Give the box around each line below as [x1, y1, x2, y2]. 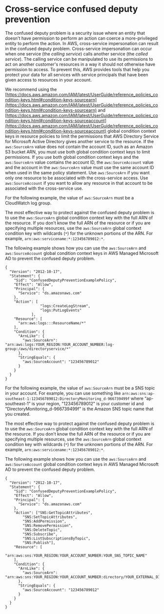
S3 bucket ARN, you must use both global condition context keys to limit [5, 148, 150, 155]
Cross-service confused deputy [5, 3, 138, 15]
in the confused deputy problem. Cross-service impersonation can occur [5, 46, 152, 51]
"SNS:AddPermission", [22, 518, 67, 524]
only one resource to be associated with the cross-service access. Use [5, 175, 148, 181]
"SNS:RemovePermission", [22, 523, 73, 528]
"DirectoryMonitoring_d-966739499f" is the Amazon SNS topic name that [5, 406, 154, 412]
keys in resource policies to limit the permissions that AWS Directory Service [5, 133, 159, 139]
